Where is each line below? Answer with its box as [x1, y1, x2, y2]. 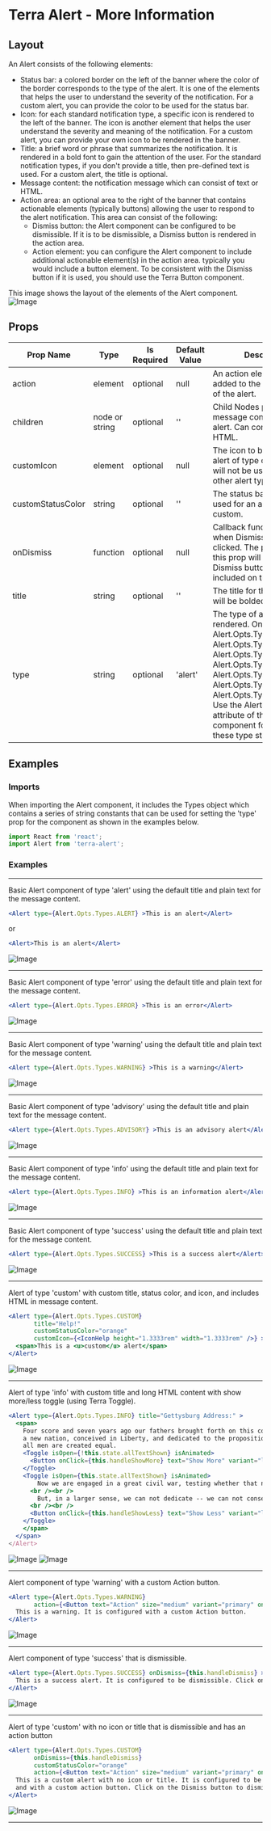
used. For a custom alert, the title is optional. [19, 170, 169, 179]
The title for [212, 584, 256, 596]
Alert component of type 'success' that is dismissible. [8, 1653, 187, 1663]
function [93, 546, 125, 558]
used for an [212, 498, 256, 509]
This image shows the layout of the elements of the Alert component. [8, 289, 238, 297]
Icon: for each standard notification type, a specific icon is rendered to [19, 109, 255, 119]
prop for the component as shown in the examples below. [8, 816, 199, 826]
